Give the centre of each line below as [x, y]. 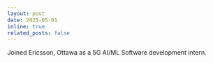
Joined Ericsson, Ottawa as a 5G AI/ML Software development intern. [107, 53]
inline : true [26, 26]
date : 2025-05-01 [32, 20]
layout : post [26, 13]
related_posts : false [39, 33]
